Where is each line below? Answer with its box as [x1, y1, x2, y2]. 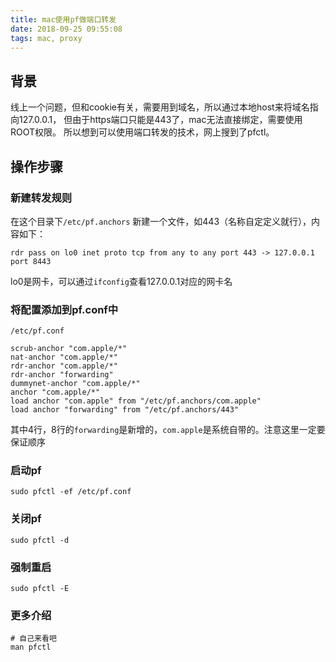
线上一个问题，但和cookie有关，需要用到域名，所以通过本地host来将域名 [10, 101, 310, 113]
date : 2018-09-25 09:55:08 [10, 24, 123, 34]
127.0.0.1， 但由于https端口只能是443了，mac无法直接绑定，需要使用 [18, 114, 303, 126]
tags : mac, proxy [10, 33, 83, 43]
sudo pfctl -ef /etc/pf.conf [10, 487, 132, 497]
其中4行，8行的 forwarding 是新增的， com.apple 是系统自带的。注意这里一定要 [10, 424, 326, 436]
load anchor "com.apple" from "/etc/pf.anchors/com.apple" [10, 396, 262, 406]
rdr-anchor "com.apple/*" [10, 361, 118, 371]
